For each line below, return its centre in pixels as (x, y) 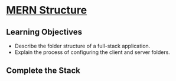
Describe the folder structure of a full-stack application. (82, 46)
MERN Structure (47, 10)
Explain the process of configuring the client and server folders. (92, 52)
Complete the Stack (43, 71)
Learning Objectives (44, 32)
